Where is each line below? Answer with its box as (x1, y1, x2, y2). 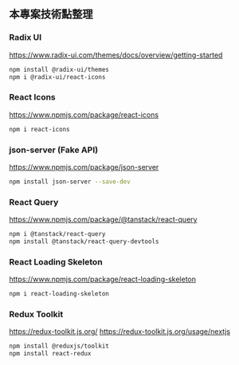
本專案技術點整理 (9, 7, 93, 22)
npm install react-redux (9, 350, 92, 358)
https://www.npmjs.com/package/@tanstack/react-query (9, 214, 198, 225)
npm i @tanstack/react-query (9, 230, 106, 238)
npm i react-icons (9, 125, 70, 133)
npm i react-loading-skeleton (9, 290, 110, 298)
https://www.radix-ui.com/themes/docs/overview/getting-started (9, 50, 223, 60)
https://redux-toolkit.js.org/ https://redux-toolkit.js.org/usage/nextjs (9, 327, 230, 336)
